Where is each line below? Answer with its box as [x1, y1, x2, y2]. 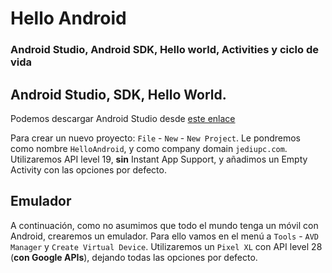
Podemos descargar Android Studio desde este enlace [10, 112, 236, 124]
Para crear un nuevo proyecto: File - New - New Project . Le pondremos [10, 132, 302, 144]
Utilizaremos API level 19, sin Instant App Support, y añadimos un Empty [10, 153, 308, 165]
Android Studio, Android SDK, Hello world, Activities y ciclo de [10, 43, 319, 57]
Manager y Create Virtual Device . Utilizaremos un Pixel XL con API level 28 [10, 240, 323, 252]
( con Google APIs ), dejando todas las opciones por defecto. [10, 251, 258, 263]
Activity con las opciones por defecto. [10, 163, 167, 176]
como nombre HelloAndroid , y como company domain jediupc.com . [10, 142, 288, 154]
